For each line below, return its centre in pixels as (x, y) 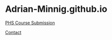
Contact (13, 32)
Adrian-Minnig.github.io (56, 9)
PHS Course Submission (30, 23)
